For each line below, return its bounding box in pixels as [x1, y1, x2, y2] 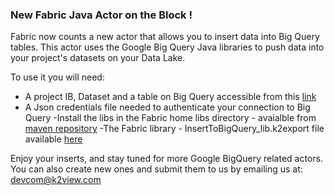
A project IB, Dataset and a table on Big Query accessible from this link [24, 91, 317, 103]
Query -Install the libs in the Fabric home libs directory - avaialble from [24, 112, 317, 124]
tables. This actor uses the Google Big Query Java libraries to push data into [10, 41, 325, 53]
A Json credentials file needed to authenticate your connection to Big [24, 101, 311, 113]
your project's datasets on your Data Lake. [10, 52, 186, 64]
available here [24, 133, 83, 145]
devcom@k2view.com [10, 174, 102, 186]
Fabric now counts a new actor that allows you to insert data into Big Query [10, 31, 320, 43]
